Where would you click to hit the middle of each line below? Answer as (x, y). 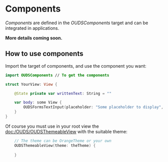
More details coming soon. (34, 38)
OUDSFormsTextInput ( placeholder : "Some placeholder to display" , (94, 107)
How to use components (44, 54)
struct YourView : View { (31, 84)
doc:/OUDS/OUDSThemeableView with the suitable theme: (66, 131)
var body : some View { (38, 102)
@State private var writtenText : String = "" (63, 93)
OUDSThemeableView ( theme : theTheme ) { (55, 145)
